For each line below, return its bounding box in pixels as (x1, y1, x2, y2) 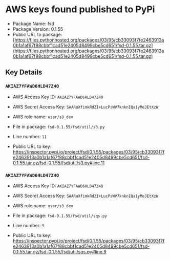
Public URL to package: (12, 31, 62, 37)
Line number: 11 (12, 133, 47, 139)
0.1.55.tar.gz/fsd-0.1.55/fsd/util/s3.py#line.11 (12, 160, 105, 166)
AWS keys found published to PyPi (5, 4, 155, 15)
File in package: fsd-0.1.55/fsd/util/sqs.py (12, 212, 108, 219)
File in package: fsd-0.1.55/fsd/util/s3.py (12, 123, 105, 129)
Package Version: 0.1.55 (12, 26, 63, 32)
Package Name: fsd (12, 20, 55, 27)
